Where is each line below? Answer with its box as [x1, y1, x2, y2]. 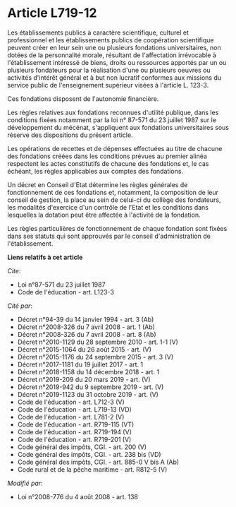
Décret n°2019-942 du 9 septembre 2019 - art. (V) [17, 383, 164, 391]
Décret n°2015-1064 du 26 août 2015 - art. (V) [17, 345, 151, 354]
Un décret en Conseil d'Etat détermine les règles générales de [7, 180, 188, 189]
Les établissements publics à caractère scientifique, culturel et [7, 28, 189, 37]
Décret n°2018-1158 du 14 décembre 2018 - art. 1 [17, 367, 160, 376]
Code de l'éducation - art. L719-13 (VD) [17, 405, 132, 414]
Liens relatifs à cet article [7, 253, 83, 261]
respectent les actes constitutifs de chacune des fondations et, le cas [7, 159, 209, 167]
